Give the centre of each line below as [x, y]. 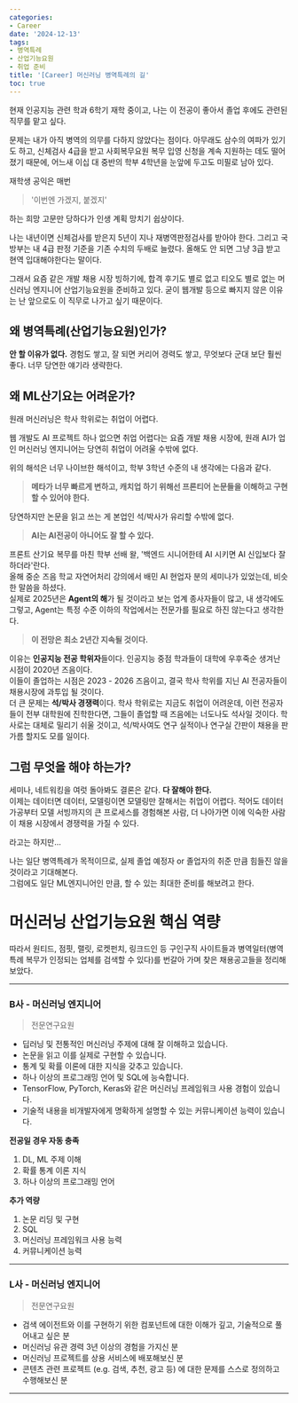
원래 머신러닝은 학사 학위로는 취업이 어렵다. [84, 419]
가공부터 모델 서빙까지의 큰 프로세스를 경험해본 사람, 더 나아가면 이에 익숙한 [139, 812]
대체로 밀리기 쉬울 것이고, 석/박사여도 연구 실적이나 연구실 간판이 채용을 [156, 725]
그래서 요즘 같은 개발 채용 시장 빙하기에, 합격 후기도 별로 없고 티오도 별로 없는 [143, 278]
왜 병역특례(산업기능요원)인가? [88, 331]
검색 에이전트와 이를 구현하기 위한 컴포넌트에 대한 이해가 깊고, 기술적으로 [147, 1324]
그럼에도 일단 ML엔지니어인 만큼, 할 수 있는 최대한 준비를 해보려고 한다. [132, 883]
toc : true [27, 83]
